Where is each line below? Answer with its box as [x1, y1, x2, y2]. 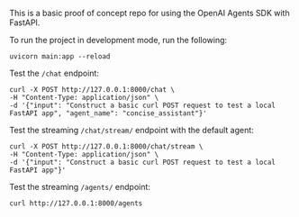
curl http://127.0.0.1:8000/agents [9, 199, 143, 208]
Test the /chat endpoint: [9, 68, 99, 78]
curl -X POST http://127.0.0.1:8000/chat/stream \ [9, 142, 204, 151]
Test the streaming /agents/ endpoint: [9, 182, 151, 192]
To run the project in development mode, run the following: [9, 35, 228, 45]
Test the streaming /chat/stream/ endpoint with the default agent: [9, 125, 254, 135]
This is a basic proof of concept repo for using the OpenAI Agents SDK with [9, 8, 290, 18]
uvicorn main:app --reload [9, 52, 111, 61]
